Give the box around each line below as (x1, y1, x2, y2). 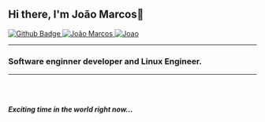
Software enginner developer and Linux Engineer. (8, 56, 203, 67)
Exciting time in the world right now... (8, 105, 133, 114)
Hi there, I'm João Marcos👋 (8, 8, 144, 21)
